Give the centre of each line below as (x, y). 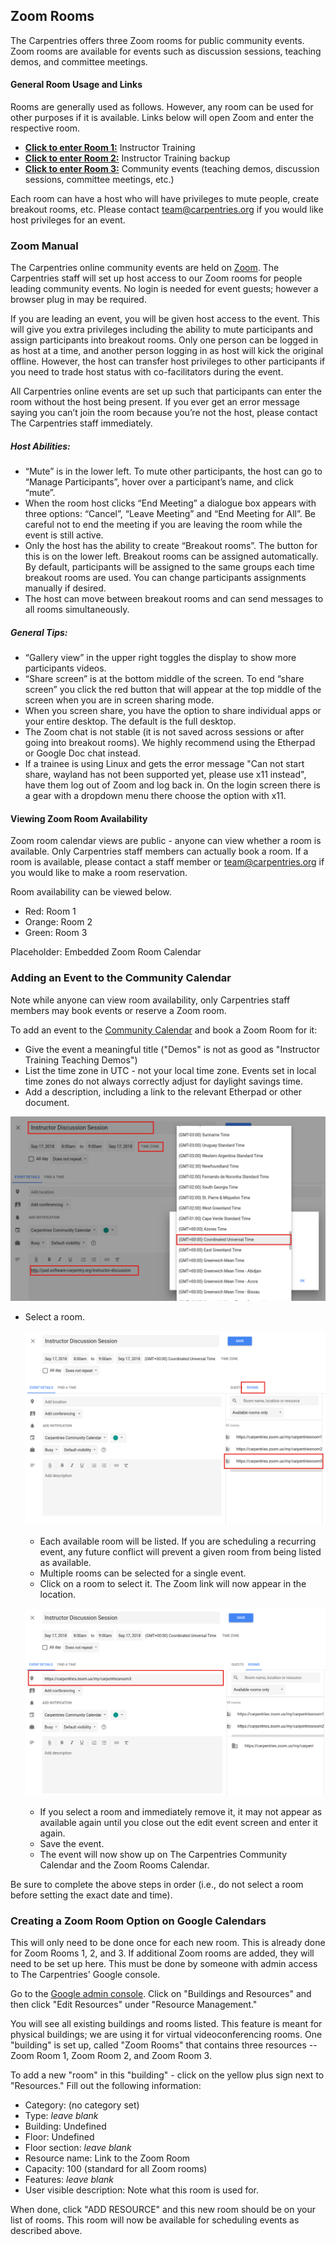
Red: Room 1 (50, 911)
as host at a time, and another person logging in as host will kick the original (167, 351)
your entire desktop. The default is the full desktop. (130, 721)
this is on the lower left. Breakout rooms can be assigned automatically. (171, 556)
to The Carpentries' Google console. (85, 1975)
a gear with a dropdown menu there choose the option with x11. (155, 796)
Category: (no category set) (82, 2105)
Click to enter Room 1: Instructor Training (110, 148)
